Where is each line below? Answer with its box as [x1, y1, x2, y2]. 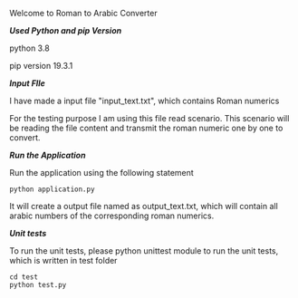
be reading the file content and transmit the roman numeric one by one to [9, 122, 284, 133]
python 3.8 [9, 43, 50, 53]
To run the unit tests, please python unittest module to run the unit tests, [9, 245, 279, 256]
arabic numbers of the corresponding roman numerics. [9, 210, 215, 221]
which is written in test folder [9, 255, 118, 265]
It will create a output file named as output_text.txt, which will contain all [9, 201, 278, 211]
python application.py [9, 185, 95, 194]
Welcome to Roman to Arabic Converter [9, 8, 158, 18]
